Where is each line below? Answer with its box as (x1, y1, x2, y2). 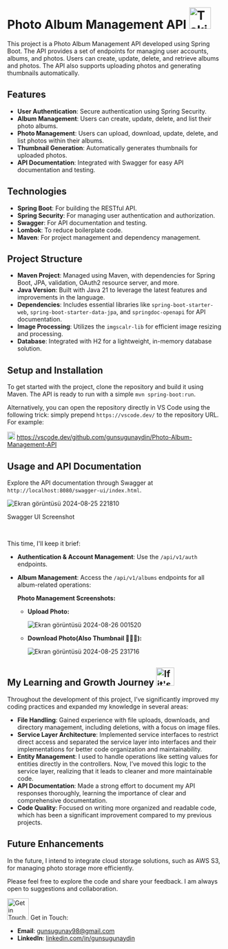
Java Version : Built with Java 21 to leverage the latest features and (17, 286, 207, 294)
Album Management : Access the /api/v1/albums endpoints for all (17, 574, 205, 581)
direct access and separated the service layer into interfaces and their (17, 738, 217, 746)
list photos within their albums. (17, 136, 105, 145)
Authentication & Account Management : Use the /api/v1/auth (17, 553, 198, 561)
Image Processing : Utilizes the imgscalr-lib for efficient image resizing (17, 322, 222, 331)
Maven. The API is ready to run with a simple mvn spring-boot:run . (7, 390, 196, 399)
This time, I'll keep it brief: (7, 539, 81, 547)
